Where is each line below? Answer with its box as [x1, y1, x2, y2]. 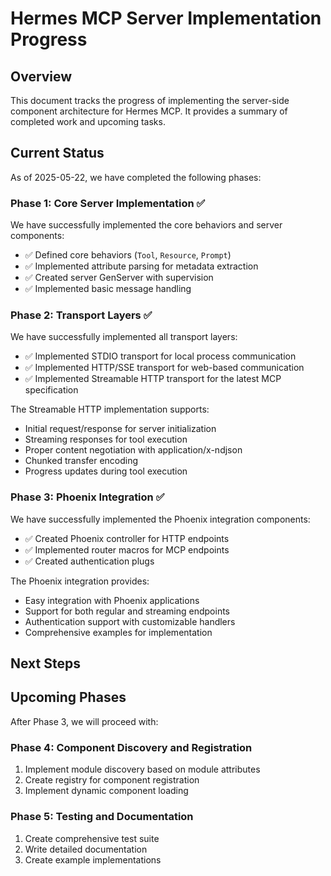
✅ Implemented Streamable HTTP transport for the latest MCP [24, 373, 282, 385]
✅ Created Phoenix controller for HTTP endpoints [24, 532, 230, 544]
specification [24, 384, 79, 396]
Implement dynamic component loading [24, 785, 189, 797]
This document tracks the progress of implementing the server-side [10, 95, 290, 106]
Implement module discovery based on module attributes [24, 763, 261, 776]
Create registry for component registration [24, 774, 200, 786]
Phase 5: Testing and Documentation [10, 810, 194, 824]
